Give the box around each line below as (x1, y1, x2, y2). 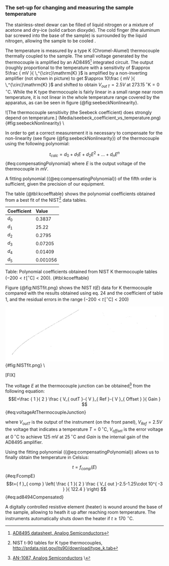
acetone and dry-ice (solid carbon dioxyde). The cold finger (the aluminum (5, 27, 160, 33)
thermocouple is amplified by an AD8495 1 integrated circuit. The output (5, 59, 153, 65)
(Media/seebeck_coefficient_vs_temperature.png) (58, 115, 161, 121)
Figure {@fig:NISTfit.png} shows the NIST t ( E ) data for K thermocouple (5, 285, 152, 291)
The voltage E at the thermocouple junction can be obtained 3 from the (5, 381, 151, 388)
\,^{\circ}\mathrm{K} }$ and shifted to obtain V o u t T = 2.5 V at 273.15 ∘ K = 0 (5, 80, 160, 89)
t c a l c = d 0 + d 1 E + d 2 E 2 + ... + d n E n (49, 150, 120, 158)
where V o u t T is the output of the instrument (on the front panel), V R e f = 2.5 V (5, 419, 162, 426)
